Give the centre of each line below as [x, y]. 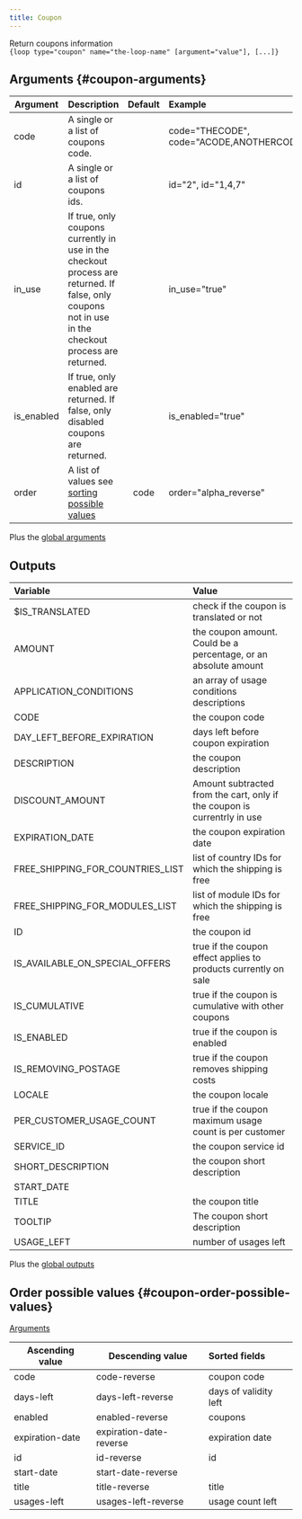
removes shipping [230, 1069]
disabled [86, 422]
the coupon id [222, 932]
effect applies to [227, 958]
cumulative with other [239, 1006]
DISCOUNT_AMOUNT [60, 801]
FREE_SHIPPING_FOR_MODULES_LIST [95, 906]
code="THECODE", [209, 131]
